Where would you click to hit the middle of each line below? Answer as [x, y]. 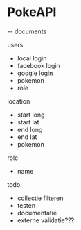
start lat [28, 122]
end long [30, 129]
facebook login [38, 65]
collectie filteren [40, 198]
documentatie [37, 213]
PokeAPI [32, 12]
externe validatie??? [46, 220]
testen [26, 205]
